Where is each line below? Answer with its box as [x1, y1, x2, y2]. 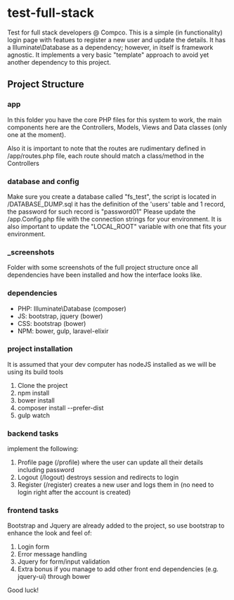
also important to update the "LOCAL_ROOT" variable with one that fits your [7, 222, 227, 230]
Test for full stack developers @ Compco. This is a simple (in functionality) [7, 28, 223, 37]
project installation [7, 344, 73, 354]
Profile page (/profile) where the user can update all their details [17, 458, 204, 467]
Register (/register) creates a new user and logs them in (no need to [17, 481, 214, 489]
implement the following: [7, 445, 79, 453]
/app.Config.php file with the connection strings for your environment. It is [7, 214, 222, 223]
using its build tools [7, 367, 64, 376]
